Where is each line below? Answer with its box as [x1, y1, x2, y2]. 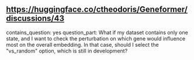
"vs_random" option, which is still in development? [6, 47, 128, 54]
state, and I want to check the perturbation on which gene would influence [6, 35, 186, 42]
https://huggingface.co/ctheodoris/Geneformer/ [6, 5, 188, 14]
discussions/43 [6, 14, 64, 24]
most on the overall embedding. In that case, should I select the [6, 41, 159, 48]
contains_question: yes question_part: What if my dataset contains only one [6, 29, 188, 36]
